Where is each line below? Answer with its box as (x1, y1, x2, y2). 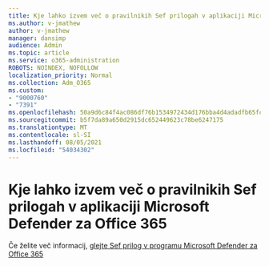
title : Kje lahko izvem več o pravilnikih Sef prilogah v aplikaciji (8, 11, 246, 20)
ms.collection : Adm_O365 (8, 79, 91, 87)
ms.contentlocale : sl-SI (8, 131, 91, 139)
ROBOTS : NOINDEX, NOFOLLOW (8, 64, 98, 72)
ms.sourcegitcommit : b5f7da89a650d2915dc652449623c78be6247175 (8, 116, 224, 124)
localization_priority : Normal (8, 71, 113, 79)
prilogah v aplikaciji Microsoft (8, 197, 210, 216)
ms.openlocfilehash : (8, 109, 78, 117)
